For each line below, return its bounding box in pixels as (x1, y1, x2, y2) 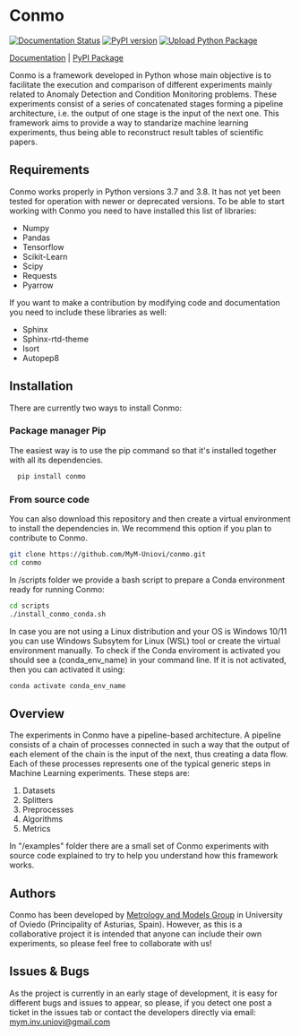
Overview (9, 705, 65, 721)
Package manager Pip (9, 425, 107, 437)
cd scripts (9, 601, 50, 610)
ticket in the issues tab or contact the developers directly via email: (9, 1006, 257, 1017)
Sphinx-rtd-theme (21, 333, 90, 344)
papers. (9, 136, 38, 147)
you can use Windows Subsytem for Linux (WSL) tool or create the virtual (9, 635, 280, 646)
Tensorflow (21, 241, 64, 252)
